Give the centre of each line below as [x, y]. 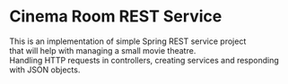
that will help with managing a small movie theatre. [103, 50]
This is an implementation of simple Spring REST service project [128, 41]
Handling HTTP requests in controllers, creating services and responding [144, 60]
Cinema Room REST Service [116, 17]
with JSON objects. [45, 70]
